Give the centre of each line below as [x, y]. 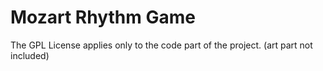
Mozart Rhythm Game [103, 17]
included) [30, 55]
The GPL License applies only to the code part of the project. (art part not [161, 45]
